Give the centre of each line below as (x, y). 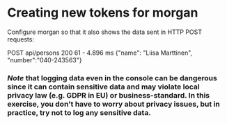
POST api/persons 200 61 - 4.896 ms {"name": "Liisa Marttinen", (100, 53)
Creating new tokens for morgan (103, 13)
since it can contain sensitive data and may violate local (103, 87)
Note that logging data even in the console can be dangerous (112, 78)
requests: (21, 39)
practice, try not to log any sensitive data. (79, 112)
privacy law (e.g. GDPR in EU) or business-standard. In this (109, 95)
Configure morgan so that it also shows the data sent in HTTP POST (104, 32)
